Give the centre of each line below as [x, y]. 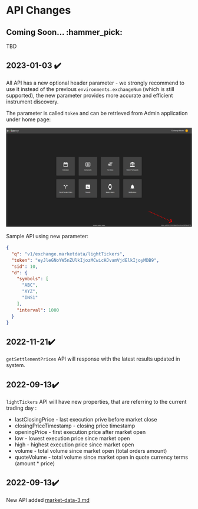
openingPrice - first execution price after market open [80, 432]
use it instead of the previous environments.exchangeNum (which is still [90, 89]
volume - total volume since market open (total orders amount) [91, 451]
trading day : [22, 408]
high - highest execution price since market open [74, 445]
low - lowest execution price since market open [72, 439]
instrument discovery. [32, 102]
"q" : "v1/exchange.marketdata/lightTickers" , [68, 254]
